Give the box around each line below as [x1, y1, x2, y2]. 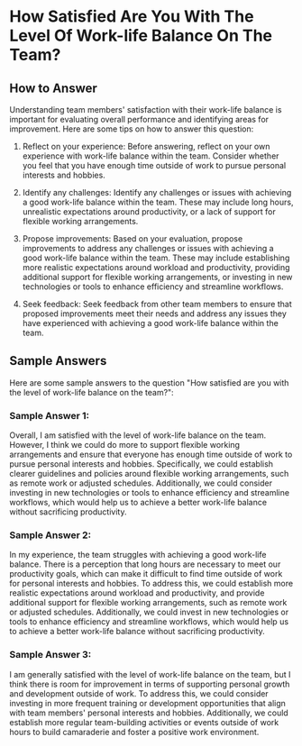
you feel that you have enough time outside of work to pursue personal [22, 160, 287, 170]
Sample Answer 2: [9, 529, 92, 541]
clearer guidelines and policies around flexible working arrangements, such [9, 469, 289, 479]
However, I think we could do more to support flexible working [9, 440, 241, 450]
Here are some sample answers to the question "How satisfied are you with [9, 377, 289, 388]
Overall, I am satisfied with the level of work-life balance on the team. [9, 430, 267, 441]
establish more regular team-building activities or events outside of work [9, 716, 279, 727]
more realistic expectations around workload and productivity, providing [22, 262, 290, 272]
